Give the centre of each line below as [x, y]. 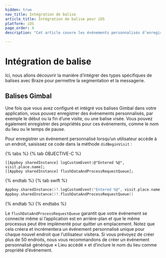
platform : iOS [20, 24]
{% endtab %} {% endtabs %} [36, 204]
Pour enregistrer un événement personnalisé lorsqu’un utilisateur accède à [81, 139]
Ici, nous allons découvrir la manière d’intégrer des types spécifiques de [79, 75]
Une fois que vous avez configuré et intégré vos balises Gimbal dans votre [81, 108]
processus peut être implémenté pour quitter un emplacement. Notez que [80, 224]
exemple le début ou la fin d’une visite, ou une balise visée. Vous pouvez [79, 118]
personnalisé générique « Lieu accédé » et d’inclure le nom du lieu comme [81, 245]
